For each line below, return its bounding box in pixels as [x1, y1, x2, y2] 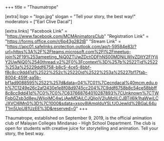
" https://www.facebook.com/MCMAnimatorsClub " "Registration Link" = [5, 34, 149, 39]
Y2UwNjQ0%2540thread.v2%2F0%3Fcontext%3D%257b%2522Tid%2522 [5, 59, 158, 65]
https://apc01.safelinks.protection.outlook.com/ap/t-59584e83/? [7, 44, 137, 49]
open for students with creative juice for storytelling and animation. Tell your [5, 125, 159, 131]
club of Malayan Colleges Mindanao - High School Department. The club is [5, 120, 156, 126]
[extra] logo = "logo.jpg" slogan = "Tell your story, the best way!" [5, 14, 136, 19]
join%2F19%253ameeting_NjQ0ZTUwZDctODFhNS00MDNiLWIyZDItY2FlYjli [5, 54, 159, 60]
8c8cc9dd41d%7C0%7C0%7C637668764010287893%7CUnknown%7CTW [5, 90, 159, 96]
